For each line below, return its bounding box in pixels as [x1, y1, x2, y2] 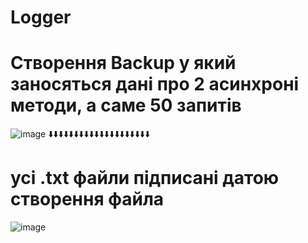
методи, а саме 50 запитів [10, 94, 242, 117]
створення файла [10, 188, 165, 211]
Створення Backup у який [10, 52, 237, 75]
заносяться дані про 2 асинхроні [10, 73, 300, 96]
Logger [10, 6, 72, 29]
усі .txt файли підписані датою [10, 167, 280, 190]
